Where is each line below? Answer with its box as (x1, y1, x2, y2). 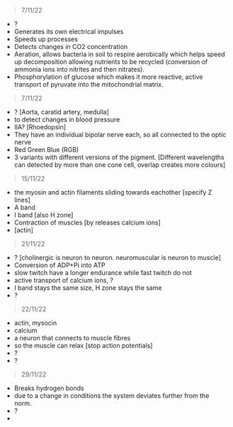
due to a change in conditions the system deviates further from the (13, 391, 210, 400)
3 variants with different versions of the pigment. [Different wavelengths (13, 153, 225, 161)
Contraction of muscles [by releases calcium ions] (13, 218, 161, 227)
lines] (13, 195, 30, 204)
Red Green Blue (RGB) (13, 146, 79, 153)
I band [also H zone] (13, 211, 74, 219)
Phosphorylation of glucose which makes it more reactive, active (13, 72, 203, 81)
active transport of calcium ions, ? (13, 276, 114, 284)
